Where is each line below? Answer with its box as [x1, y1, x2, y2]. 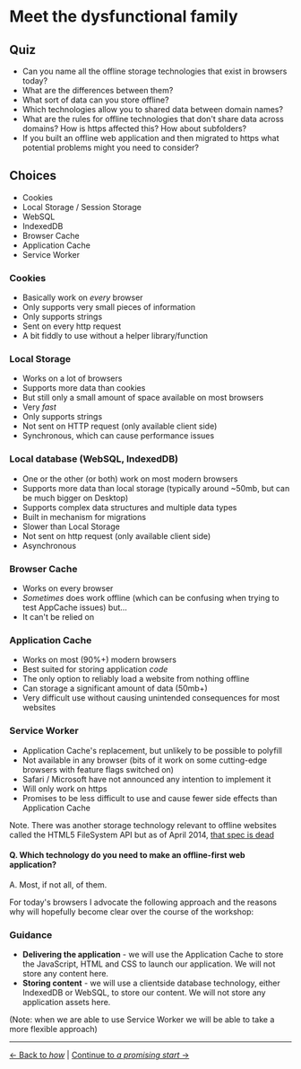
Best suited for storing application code [21, 664, 168, 675]
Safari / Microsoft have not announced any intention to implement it [21, 773, 271, 784]
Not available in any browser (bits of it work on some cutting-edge [21, 755, 267, 765]
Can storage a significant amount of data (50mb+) [21, 683, 208, 694]
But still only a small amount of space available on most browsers [21, 393, 264, 403]
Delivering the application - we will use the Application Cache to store [21, 950, 284, 960]
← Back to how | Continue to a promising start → [9, 1049, 190, 1061]
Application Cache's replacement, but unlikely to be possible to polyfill [21, 745, 282, 755]
